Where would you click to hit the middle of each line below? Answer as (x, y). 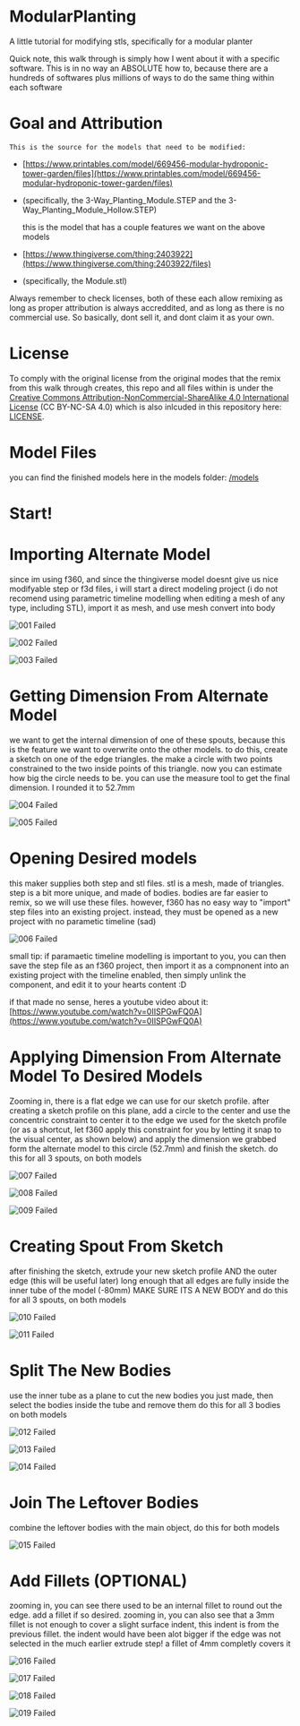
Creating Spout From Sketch (116, 1246)
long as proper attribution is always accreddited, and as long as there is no (147, 307)
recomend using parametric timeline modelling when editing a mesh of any (147, 598)
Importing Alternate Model (110, 555)
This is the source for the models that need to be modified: (128, 147)
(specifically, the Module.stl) (74, 280)
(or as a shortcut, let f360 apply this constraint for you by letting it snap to (146, 1129)
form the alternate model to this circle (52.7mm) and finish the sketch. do (144, 1148)
